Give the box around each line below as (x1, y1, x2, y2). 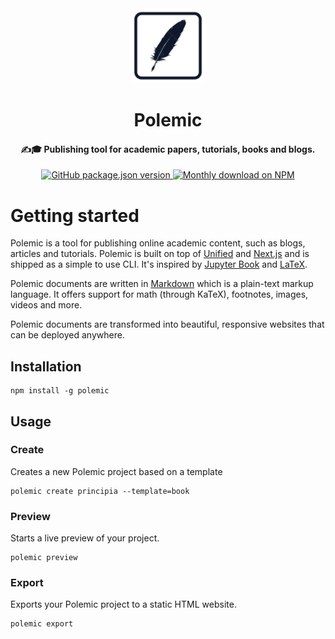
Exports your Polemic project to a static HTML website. (10, 598, 237, 611)
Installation (10, 358, 82, 375)
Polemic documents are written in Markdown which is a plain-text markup (10, 278, 314, 290)
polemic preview (10, 553, 78, 563)
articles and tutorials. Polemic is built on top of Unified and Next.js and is (10, 248, 310, 260)
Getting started (10, 204, 140, 227)
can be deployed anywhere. (10, 329, 125, 341)
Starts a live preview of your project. (10, 532, 160, 544)
